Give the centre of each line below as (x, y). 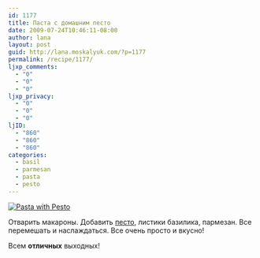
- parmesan (33, 170)
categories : (28, 155)
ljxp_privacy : (32, 96)
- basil (28, 163)
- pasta (28, 177)
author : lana (30, 37)
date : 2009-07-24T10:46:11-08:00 (63, 30)
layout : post (30, 45)
